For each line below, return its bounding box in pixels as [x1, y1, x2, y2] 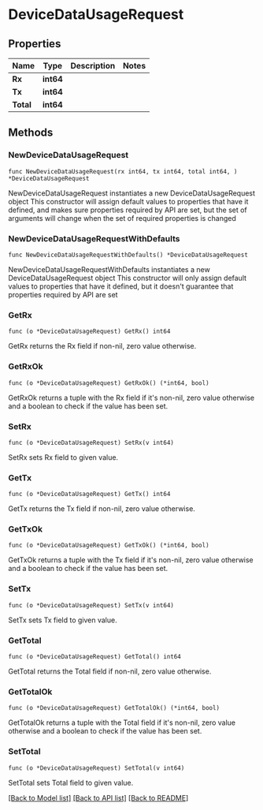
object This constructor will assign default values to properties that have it [8, 196, 249, 206]
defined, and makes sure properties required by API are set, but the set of [8, 205, 248, 215]
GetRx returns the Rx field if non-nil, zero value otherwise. [8, 342, 197, 351]
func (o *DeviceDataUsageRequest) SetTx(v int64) [8, 601, 175, 609]
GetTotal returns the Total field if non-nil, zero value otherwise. [8, 666, 212, 676]
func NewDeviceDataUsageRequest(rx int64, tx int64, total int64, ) [8, 167, 238, 175]
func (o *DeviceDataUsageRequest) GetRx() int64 [8, 327, 171, 336]
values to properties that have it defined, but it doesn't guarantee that [8, 282, 234, 291]
